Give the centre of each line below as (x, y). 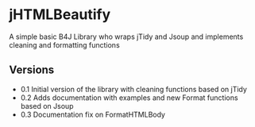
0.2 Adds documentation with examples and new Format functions (129, 98)
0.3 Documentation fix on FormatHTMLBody (93, 114)
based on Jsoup (47, 106)
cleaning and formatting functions (64, 44)
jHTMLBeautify (60, 15)
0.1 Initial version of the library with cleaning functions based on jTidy (133, 89)
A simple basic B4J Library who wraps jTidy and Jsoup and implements (126, 37)
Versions (32, 70)
